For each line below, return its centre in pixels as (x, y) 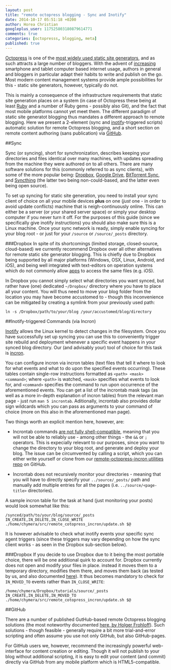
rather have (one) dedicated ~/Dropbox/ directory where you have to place (83, 286)
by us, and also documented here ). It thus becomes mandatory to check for (85, 576)
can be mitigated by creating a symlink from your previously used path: (80, 302)
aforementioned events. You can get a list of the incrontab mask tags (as (82, 390)
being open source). (27, 185)
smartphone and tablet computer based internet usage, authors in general (83, 69)
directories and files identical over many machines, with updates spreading (84, 158)
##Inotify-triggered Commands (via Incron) (51, 321)
